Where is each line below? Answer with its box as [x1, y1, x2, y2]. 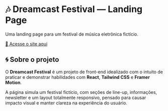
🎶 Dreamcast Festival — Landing [5, 4, 143, 15]
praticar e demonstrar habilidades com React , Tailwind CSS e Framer [5, 74, 150, 80]
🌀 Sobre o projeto [5, 55, 59, 64]
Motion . [5, 79, 22, 85]
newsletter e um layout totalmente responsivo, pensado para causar [5, 94, 146, 100]
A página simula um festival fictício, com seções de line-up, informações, [5, 89, 157, 95]
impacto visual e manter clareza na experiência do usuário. [5, 99, 127, 106]
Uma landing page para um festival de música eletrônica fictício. [5, 31, 139, 37]
